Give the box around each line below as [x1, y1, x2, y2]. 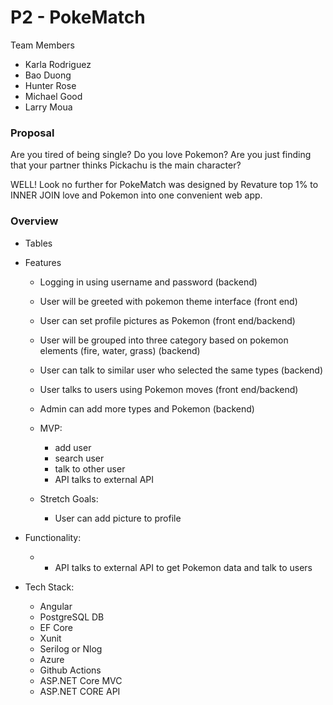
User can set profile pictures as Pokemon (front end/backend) [39, 314, 296, 326]
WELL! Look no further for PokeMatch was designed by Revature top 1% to [10, 179, 319, 191]
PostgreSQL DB [39, 611, 105, 623]
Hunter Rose [24, 79, 77, 91]
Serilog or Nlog [39, 642, 103, 655]
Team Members [10, 39, 75, 51]
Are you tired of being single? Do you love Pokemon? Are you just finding [10, 149, 312, 161]
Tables [24, 237, 53, 249]
